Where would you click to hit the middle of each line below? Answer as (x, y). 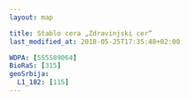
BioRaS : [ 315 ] (35, 66)
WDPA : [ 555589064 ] (43, 58)
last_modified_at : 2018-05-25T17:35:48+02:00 (94, 42)
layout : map (31, 17)
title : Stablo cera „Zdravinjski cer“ (81, 33)
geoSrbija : (29, 74)
